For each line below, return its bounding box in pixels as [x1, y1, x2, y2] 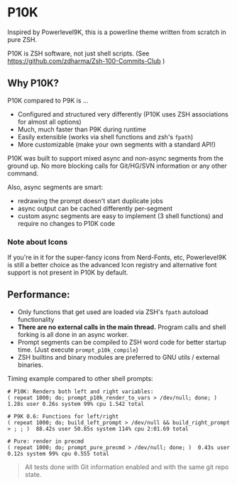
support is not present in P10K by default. [7, 268, 128, 277]
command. [7, 168, 39, 178]
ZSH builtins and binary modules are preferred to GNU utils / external [17, 353, 220, 361]
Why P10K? [7, 77, 59, 90]
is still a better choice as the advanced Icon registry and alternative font [7, 261, 217, 269]
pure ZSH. [7, 35, 38, 43]
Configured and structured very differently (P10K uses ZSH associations [17, 109, 228, 118]
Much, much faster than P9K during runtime [17, 125, 147, 134]
